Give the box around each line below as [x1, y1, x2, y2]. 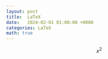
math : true [6, 30, 33, 36]
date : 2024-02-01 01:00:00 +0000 [6, 19, 94, 25]
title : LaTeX [6, 14, 41, 20]
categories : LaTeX [6, 25, 51, 31]
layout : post [6, 8, 38, 15]
